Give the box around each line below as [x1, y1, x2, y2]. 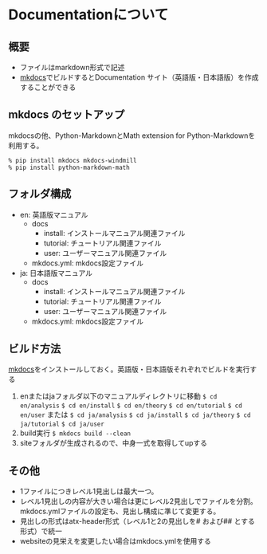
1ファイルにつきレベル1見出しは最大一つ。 [19, 486, 159, 497]
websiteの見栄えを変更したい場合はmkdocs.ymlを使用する [19, 536, 211, 546]
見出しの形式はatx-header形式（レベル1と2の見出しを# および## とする [19, 517, 255, 526]
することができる [19, 83, 77, 92]
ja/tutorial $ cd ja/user [19, 420, 105, 429]
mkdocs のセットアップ [8, 108, 125, 122]
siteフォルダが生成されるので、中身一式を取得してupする [19, 438, 208, 448]
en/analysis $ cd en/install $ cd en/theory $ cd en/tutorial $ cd [19, 402, 243, 410]
